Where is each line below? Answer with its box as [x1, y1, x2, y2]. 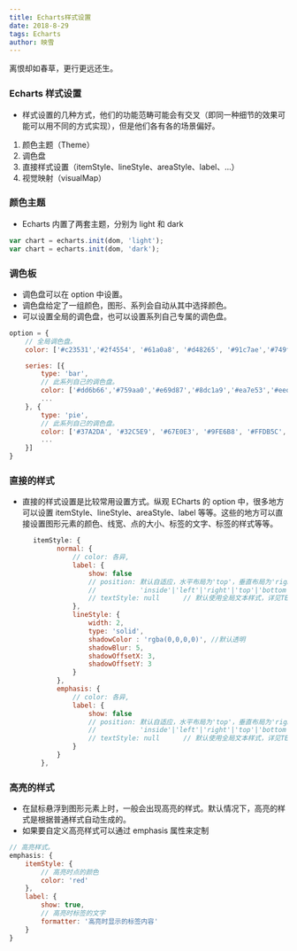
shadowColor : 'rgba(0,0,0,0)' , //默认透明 [88, 635, 246, 643]
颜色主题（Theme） [21, 139, 95, 150]
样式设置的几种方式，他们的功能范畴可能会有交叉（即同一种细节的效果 [21, 109, 278, 120]
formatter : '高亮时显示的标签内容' [41, 916, 159, 926]
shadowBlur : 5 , [88, 643, 144, 652]
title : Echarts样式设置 [9, 12, 91, 22]
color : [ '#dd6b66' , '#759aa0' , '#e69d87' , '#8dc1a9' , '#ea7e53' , [41, 386, 271, 395]
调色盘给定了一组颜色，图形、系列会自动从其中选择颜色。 [21, 300, 232, 310]
